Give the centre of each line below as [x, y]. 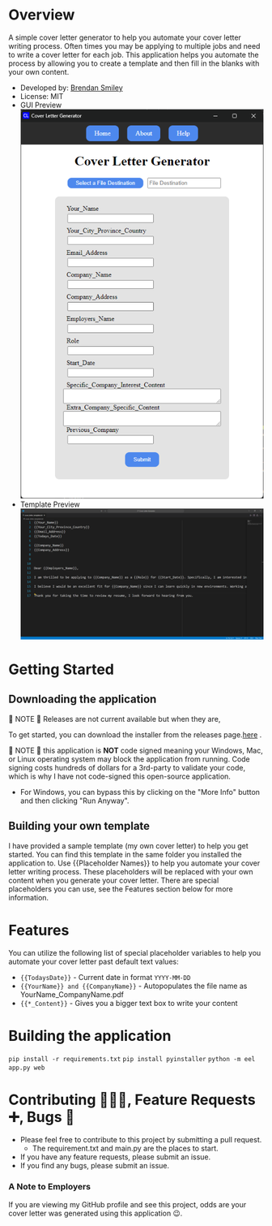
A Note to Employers [50, 1187]
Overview [42, 15]
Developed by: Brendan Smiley [71, 88]
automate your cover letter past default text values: [94, 961]
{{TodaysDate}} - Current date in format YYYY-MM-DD [105, 977]
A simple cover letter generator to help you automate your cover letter [125, 37]
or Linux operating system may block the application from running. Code [130, 759]
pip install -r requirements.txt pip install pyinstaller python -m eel [132, 1059]
